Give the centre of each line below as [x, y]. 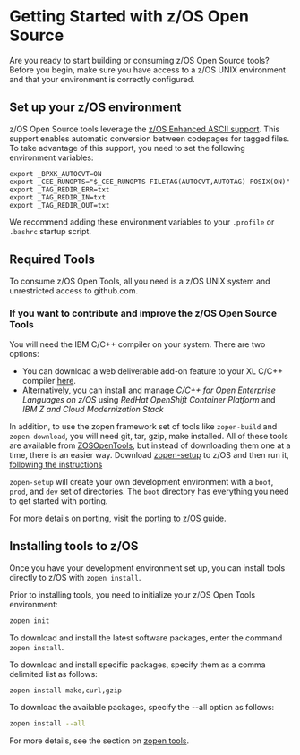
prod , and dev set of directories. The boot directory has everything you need [149, 491]
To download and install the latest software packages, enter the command [146, 638]
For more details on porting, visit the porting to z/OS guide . [118, 518]
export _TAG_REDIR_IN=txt [57, 197]
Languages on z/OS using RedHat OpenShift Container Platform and [149, 399]
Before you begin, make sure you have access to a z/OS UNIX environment [148, 70]
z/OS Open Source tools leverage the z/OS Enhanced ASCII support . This [145, 129]
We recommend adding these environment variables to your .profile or [142, 222]
